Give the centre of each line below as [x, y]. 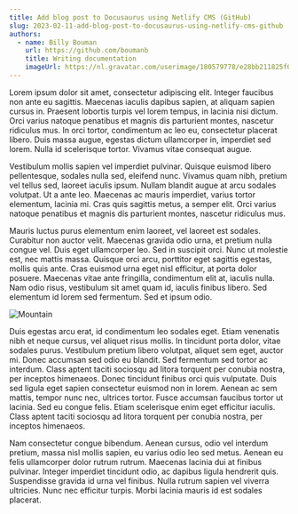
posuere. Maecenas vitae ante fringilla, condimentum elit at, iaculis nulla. [142, 277]
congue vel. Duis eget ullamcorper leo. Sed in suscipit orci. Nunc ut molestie [149, 249]
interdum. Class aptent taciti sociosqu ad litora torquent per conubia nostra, [147, 369]
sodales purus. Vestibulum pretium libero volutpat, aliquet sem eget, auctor [146, 350]
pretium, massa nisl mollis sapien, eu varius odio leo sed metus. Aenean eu [146, 452]
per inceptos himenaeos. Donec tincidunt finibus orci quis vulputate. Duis [143, 378]
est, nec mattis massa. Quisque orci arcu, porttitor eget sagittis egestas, [141, 259]
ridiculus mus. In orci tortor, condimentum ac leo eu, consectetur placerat [143, 130]
